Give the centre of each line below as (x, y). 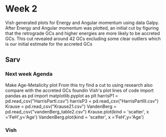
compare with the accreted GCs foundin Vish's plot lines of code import (79, 90)
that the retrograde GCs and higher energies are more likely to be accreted (82, 33)
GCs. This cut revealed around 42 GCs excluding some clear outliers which (83, 39)
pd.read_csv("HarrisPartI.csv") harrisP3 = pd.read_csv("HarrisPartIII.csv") (82, 101)
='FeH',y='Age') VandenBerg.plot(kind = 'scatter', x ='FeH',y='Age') (75, 117)
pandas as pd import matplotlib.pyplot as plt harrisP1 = (62, 95)
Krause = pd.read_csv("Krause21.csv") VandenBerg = (61, 106)
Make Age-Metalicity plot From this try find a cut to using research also (79, 85)
